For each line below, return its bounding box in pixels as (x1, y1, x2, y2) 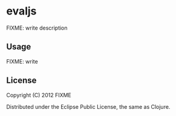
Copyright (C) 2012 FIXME (6, 91, 71, 98)
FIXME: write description (6, 24, 68, 31)
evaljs (6, 4, 37, 18)
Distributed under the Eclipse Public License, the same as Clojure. (6, 103, 171, 110)
